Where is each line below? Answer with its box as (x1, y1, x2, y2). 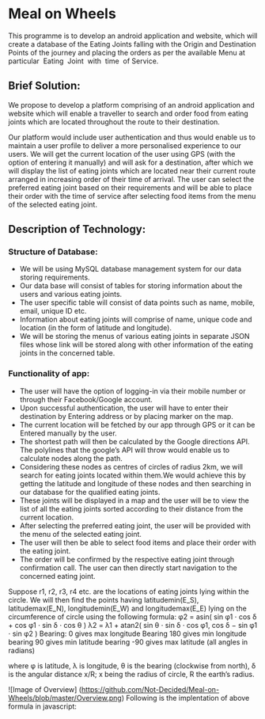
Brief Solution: (8, 79, 81, 93)
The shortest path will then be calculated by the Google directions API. (19, 436, 251, 446)
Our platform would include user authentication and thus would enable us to (8, 132, 256, 142)
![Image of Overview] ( (8, 684, 81, 694)
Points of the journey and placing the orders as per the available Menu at (8, 48, 245, 57)
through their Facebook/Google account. (19, 394, 153, 404)
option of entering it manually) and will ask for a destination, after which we (8, 158, 254, 167)
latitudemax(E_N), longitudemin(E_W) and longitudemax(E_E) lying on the (8, 603, 247, 613)
